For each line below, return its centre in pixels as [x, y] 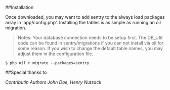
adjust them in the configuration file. [55, 54]
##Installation [19, 7]
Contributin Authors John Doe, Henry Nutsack [53, 82]
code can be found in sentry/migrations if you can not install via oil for [90, 43]
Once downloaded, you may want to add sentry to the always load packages [85, 17]
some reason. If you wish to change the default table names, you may [90, 48]
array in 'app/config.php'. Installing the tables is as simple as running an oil [83, 22]
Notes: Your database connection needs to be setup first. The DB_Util [90, 38]
